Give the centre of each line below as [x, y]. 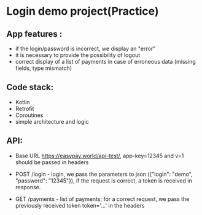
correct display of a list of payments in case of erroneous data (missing [106, 62]
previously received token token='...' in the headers [80, 205]
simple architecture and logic [52, 121]
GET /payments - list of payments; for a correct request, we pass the [102, 199]
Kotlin [22, 102]
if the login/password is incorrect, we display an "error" [85, 48]
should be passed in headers [52, 162]
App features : [34, 34]
